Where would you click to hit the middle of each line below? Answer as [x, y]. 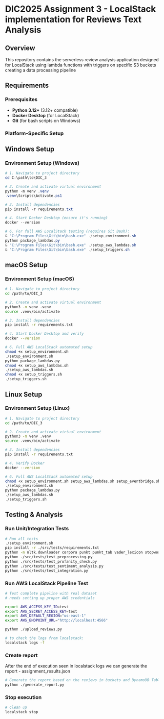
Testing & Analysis [34, 515]
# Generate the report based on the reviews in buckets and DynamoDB [77, 680]
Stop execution [23, 697]
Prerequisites [21, 99]
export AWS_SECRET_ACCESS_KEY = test [41, 611]
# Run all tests [21, 539]
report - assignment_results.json [38, 671]
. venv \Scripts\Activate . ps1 [34, 196]
